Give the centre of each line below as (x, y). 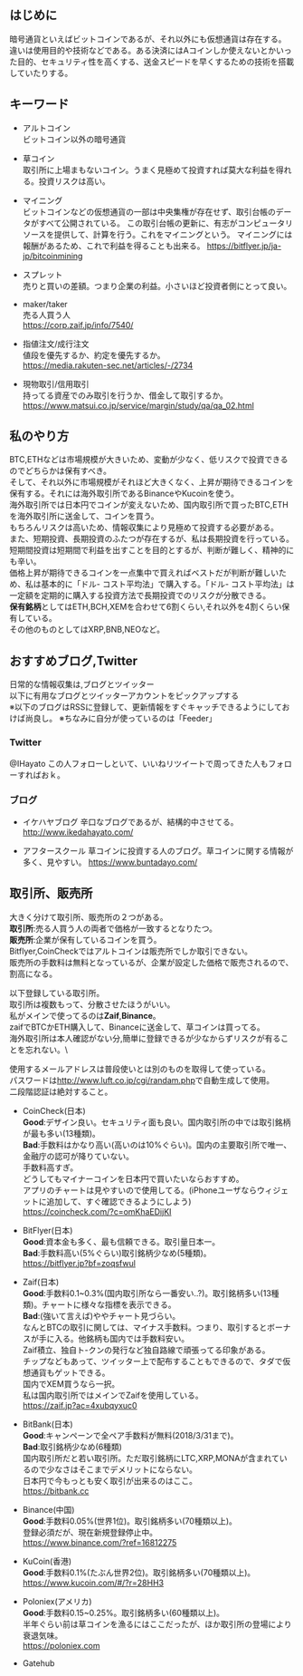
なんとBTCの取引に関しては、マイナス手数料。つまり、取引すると (145, 1327)
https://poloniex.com (61, 1645)
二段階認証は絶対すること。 (61, 1091)
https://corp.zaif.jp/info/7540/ (78, 325)
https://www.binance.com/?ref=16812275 (99, 1542)
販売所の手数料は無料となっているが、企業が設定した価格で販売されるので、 (151, 962)
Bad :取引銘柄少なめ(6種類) (72, 1447)
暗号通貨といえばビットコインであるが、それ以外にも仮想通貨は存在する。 (148, 39)
